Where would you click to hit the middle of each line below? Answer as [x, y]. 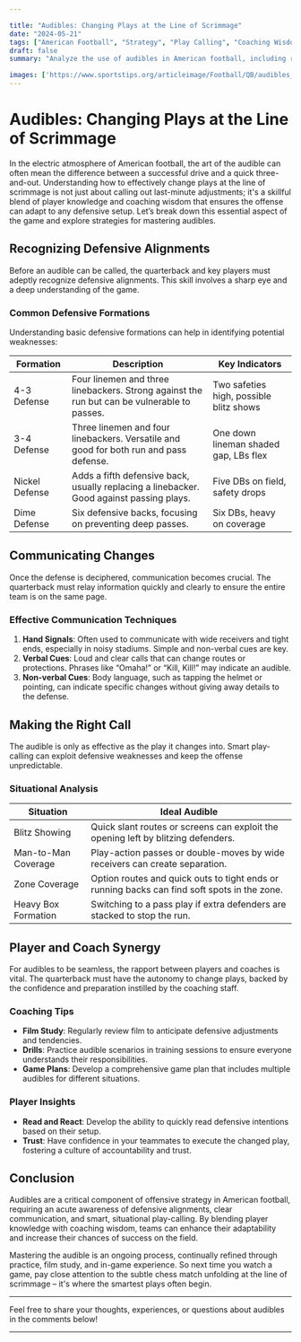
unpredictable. [36, 765]
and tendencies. [52, 1040]
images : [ [28, 75]
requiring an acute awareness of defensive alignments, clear [121, 1209]
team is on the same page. [58, 596]
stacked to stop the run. [141, 916]
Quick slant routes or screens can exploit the [185, 827]
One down [235, 434]
